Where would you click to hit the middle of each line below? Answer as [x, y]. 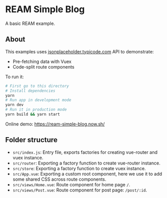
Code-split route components [43, 67]
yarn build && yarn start [32, 114]
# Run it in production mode [36, 110]
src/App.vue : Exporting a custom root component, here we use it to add [87, 174]
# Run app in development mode [38, 100]
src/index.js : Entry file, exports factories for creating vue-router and [85, 152]
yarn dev [14, 105]
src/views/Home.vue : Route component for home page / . [71, 184]
